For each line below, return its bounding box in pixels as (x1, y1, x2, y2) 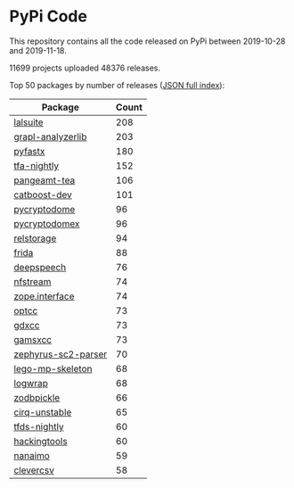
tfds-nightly (13, 420, 64, 433)
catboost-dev (13, 188, 73, 201)
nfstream (13, 275, 52, 287)
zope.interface (13, 290, 75, 302)
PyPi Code (9, 6, 87, 27)
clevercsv (13, 464, 55, 476)
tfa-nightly (13, 159, 60, 171)
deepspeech (13, 261, 67, 273)
